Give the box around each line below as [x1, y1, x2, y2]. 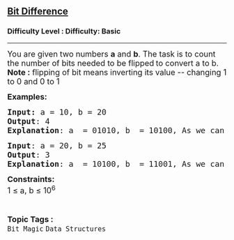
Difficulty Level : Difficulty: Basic [7, 27, 121, 36]
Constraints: [7, 174, 55, 184]
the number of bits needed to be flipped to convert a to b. [7, 58, 219, 68]
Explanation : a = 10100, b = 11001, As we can [7, 158, 225, 169]
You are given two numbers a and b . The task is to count [7, 49, 216, 59]
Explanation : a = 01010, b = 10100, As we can [7, 125, 225, 135]
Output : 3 [7, 149, 50, 160]
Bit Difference [7, 6, 68, 17]
